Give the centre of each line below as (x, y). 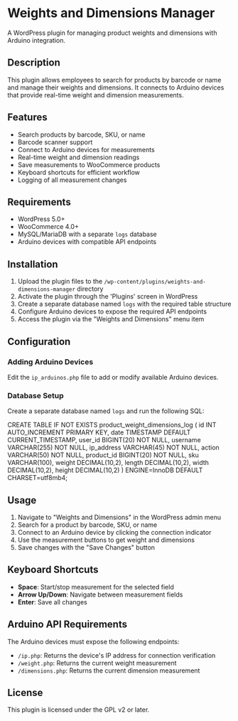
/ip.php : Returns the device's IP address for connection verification (117, 655)
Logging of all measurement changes (72, 180)
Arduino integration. (37, 40)
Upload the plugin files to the (60, 282)
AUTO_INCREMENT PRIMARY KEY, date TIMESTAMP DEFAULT (99, 432)
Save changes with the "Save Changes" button (86, 547)
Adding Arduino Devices (50, 362)
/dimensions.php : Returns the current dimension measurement (109, 671)
